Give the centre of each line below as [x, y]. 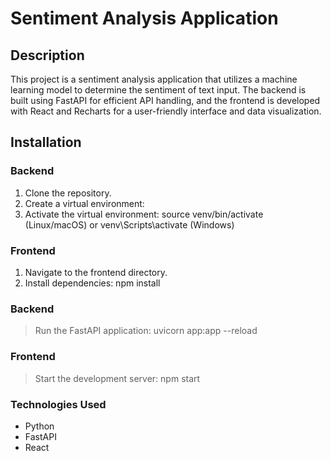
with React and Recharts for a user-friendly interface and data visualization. [166, 111]
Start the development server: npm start [117, 378]
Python [39, 426]
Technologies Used [58, 404]
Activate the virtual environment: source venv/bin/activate [144, 214]
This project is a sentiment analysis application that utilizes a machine [154, 79]
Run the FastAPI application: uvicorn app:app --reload [146, 331]
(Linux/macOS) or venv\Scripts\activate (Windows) [129, 224]
